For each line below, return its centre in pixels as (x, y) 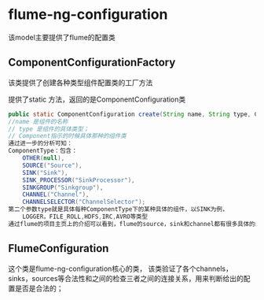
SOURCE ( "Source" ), (52, 165)
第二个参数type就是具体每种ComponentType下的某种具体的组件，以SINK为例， (118, 209)
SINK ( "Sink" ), (45, 172)
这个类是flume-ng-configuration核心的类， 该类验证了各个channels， (121, 269)
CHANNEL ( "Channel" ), (56, 194)
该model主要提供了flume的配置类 (62, 37)
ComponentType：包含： (43, 151)
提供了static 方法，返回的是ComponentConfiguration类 (97, 99)
